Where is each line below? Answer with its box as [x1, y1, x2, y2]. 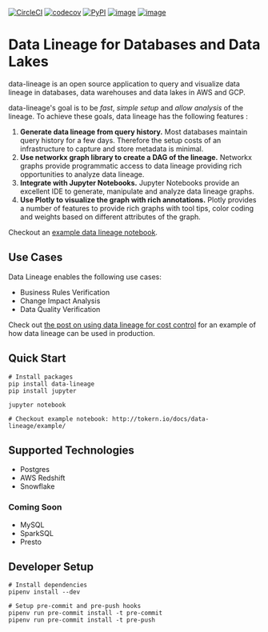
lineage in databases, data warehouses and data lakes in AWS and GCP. [8, 87, 246, 97]
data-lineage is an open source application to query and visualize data [8, 78, 240, 88]
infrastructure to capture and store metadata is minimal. [19, 144, 204, 154]
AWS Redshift [19, 473, 66, 483]
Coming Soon [8, 502, 62, 513]
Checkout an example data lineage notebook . [8, 227, 158, 237]
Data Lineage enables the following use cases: [8, 272, 162, 282]
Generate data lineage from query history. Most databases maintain [19, 126, 248, 136]
